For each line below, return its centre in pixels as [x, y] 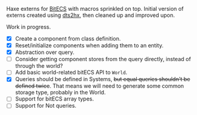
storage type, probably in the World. [60, 93]
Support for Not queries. [46, 106]
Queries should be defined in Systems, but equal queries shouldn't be [102, 79]
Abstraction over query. [45, 52]
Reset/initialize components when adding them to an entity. [89, 45]
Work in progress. [29, 27]
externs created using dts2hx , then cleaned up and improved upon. [91, 15]
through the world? [39, 66]
